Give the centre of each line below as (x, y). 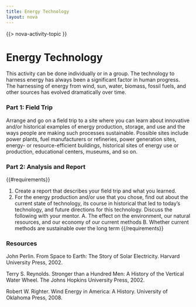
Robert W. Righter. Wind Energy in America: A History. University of (87, 292)
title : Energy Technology (37, 11)
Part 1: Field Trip (30, 107)
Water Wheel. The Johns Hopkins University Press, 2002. (75, 280)
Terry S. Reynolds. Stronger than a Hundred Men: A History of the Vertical (95, 274)
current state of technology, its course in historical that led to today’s (97, 204)
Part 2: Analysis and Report (46, 167)
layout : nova (22, 17)
